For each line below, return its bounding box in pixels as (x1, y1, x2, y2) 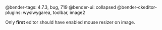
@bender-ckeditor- (117, 4, 157, 10)
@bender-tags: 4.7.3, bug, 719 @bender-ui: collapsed (5, 4, 116, 10)
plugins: (5, 9, 22, 15)
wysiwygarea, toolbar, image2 (22, 9, 85, 15)
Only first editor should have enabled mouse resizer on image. (5, 19, 135, 25)
